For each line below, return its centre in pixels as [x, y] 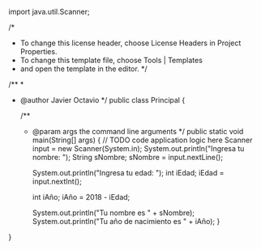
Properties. [39, 51]
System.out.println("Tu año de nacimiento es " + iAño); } [126, 221]
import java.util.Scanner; [49, 12]
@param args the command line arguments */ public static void [138, 131]
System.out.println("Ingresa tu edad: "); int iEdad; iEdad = [128, 173]
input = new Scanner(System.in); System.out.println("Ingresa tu [138, 148]
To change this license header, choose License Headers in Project [130, 43]
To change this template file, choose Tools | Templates [111, 60]
